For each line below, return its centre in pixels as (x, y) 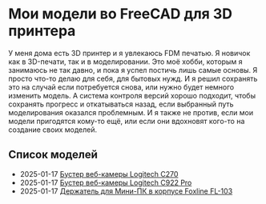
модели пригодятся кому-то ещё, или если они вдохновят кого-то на (127, 121)
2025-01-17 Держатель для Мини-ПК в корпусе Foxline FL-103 (126, 191)
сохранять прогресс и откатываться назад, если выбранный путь (121, 104)
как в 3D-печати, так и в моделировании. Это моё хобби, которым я (125, 62)
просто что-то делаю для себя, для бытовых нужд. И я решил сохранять (133, 78)
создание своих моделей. (53, 130)
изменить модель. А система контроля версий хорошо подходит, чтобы (132, 95)
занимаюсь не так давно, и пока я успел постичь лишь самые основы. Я (133, 70)
